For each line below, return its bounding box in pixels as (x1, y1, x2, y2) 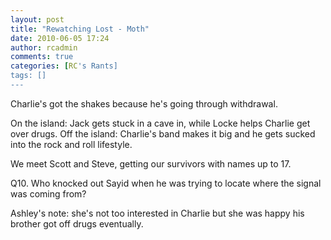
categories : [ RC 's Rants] (10, 61, 118, 71)
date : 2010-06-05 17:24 (10, 33, 110, 43)
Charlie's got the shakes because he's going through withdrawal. (10, 97, 278, 110)
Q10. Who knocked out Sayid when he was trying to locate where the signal (10, 177, 322, 189)
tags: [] (10, 71, 47, 81)
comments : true (10, 52, 74, 62)
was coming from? (10, 187, 87, 200)
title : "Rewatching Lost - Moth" (10, 24, 150, 34)
